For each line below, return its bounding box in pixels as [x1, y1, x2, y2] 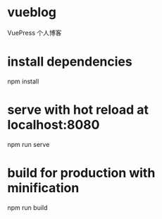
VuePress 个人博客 [7, 28, 62, 37]
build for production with [7, 165, 156, 181]
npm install [7, 77, 39, 85]
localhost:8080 [7, 117, 100, 133]
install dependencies [7, 54, 132, 70]
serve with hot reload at [7, 102, 149, 118]
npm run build [7, 203, 48, 212]
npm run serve [7, 140, 50, 148]
